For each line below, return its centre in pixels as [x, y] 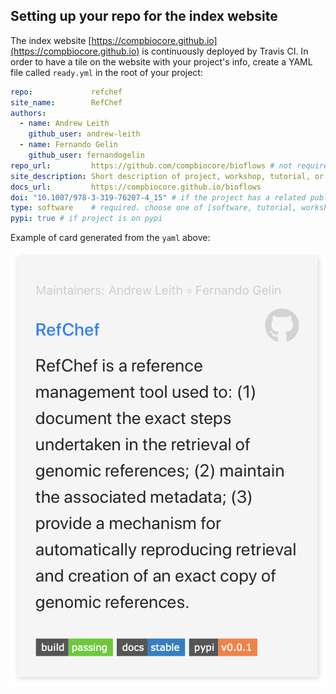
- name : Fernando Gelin [68, 145]
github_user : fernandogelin [86, 155]
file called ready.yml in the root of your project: [106, 72]
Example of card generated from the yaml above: [110, 238]
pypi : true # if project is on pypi [86, 219]
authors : [28, 113]
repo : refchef [66, 92]
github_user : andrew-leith [84, 134]
